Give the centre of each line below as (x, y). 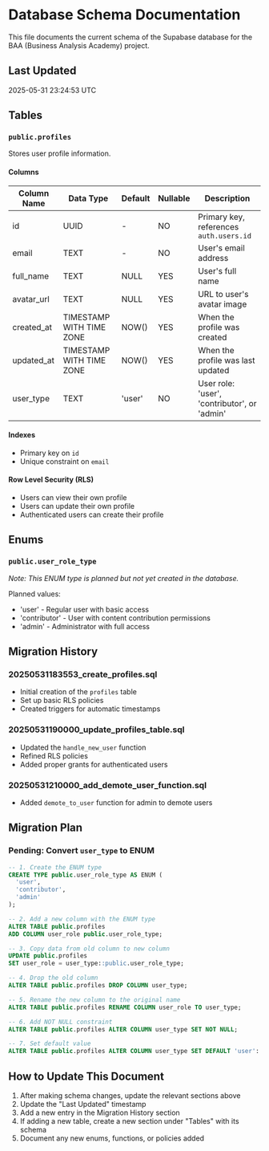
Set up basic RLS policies (62, 701)
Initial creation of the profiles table (78, 692)
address (213, 258)
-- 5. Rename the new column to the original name (94, 1000)
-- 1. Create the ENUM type (55, 867)
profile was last (226, 360)
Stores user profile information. (60, 153)
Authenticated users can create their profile (92, 514)
